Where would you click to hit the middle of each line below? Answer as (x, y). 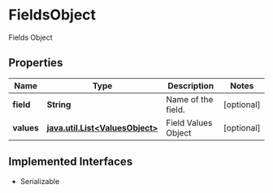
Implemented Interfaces (71, 162)
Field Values (189, 122)
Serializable (40, 181)
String (59, 105)
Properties (36, 63)
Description (191, 85)
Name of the (190, 99)
